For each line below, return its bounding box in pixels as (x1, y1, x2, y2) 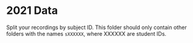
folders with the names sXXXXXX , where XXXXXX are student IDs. (6, 30, 166, 37)
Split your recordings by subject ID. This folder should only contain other (6, 24, 187, 31)
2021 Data (6, 4, 58, 18)
